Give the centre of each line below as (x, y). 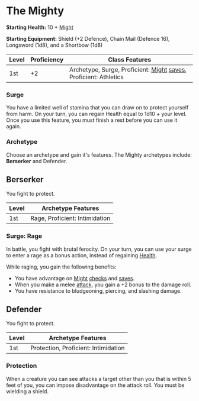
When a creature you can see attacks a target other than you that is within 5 (99, 379)
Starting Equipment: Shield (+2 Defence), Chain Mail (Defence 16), (88, 38)
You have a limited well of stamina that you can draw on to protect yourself (97, 108)
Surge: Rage (24, 236)
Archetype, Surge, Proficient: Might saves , (128, 69)
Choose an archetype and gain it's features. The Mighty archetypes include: (99, 154)
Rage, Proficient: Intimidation (70, 218)
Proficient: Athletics (96, 77)
